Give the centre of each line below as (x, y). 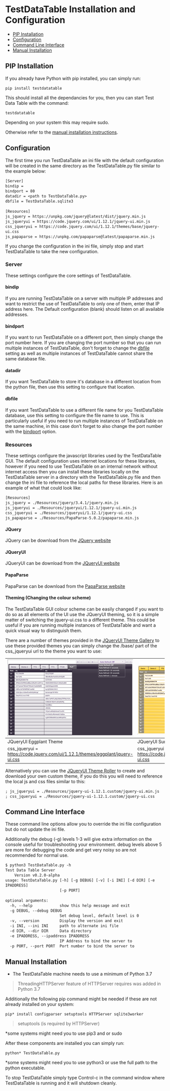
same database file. (26, 359)
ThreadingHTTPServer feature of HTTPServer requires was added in (89, 984)
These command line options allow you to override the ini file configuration (83, 824)
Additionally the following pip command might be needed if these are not (81, 999)
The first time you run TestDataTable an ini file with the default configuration (84, 160)
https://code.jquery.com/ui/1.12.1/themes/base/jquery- (99, 226)
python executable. (25, 1068)
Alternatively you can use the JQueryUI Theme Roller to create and (75, 771)
